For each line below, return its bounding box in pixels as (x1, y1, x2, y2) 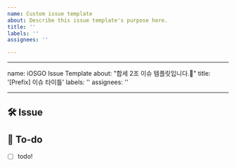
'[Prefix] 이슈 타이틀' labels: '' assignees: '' (7, 78, 129, 86)
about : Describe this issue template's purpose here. (7, 17, 169, 24)
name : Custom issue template (7, 10, 93, 18)
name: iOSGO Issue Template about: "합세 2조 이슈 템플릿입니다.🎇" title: (7, 69, 211, 78)
